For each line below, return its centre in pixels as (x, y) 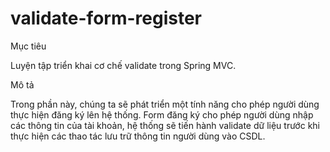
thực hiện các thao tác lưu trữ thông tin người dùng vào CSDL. (138, 136)
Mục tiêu (28, 46)
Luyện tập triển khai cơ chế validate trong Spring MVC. (123, 65)
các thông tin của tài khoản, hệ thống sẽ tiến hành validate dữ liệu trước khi (165, 125)
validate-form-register (106, 18)
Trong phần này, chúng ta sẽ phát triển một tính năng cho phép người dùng (165, 104)
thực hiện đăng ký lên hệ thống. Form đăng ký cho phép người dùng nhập (162, 114)
